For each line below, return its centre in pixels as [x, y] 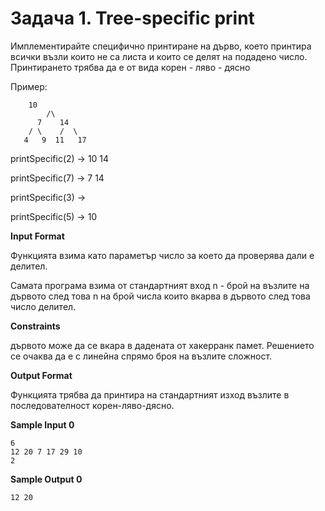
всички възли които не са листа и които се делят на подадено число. [159, 56]
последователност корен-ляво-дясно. [92, 405]
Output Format [41, 375]
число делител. [43, 306]
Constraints [35, 326]
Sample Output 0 [46, 479]
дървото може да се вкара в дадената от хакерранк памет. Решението [162, 345]
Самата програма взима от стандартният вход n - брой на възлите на [160, 285]
